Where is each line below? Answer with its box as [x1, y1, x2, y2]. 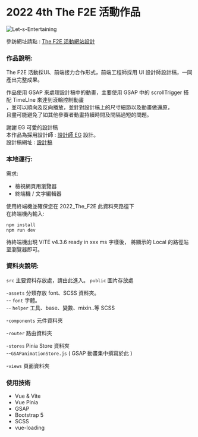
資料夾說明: [6, 262, 39, 270]
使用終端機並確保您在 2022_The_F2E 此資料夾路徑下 [6, 202, 135, 210]
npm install [6, 221, 36, 228]
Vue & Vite [14, 392, 41, 399]
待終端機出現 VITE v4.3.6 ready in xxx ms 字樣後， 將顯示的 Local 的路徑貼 [6, 238, 189, 245]
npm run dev [6, 227, 36, 233]
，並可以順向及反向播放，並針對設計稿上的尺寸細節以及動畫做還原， [6, 104, 173, 111]
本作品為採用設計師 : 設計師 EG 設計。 [6, 132, 99, 139]
